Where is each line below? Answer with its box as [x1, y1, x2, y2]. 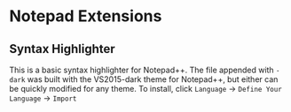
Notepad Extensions [9, 6, 162, 26]
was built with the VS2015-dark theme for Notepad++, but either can [27, 74, 279, 85]
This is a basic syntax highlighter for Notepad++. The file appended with [9, 64, 274, 75]
